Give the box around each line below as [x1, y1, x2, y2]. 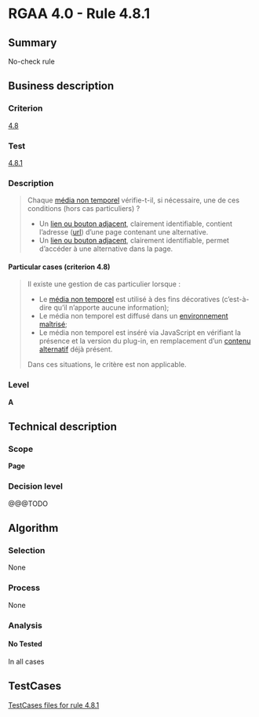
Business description [8, 79, 115, 93]
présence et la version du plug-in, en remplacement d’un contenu [38, 337, 251, 346]
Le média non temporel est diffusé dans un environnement [38, 311, 229, 321]
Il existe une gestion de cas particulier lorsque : [27, 279, 181, 289]
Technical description [8, 420, 118, 434]
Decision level [8, 481, 63, 492]
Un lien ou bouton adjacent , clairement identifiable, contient [38, 219, 233, 228]
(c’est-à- [221, 295, 250, 304]
